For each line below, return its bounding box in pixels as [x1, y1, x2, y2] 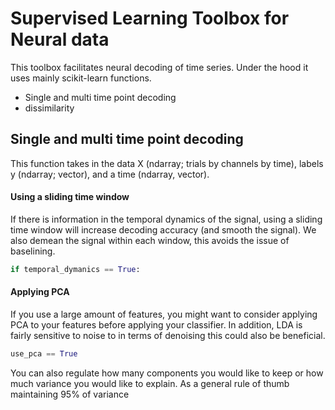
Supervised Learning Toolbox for [10, 7, 290, 30]
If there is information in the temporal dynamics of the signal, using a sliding [10, 213, 323, 225]
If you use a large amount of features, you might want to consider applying [10, 308, 318, 321]
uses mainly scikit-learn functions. [10, 72, 152, 84]
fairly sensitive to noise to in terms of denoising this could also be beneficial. [10, 330, 326, 342]
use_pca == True [10, 349, 78, 359]
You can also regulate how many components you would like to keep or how [10, 367, 324, 379]
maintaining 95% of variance [10, 388, 130, 400]
